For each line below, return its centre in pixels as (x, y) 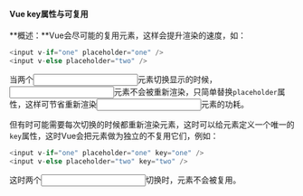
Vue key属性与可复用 (49, 14)
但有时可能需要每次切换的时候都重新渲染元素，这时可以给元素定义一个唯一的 (152, 124)
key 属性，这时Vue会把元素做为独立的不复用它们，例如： (114, 135)
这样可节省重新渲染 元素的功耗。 (137, 104)
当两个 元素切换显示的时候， (113, 79)
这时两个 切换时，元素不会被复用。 (125, 180)
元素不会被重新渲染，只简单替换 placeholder (196, 91)
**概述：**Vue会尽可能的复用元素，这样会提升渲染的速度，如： (128, 35)
